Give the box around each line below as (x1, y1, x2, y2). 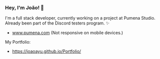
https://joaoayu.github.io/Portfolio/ (12, 48, 81, 54)
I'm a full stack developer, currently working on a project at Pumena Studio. (5, 15, 156, 21)
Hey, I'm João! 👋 (5, 4, 45, 11)
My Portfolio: (5, 39, 31, 45)
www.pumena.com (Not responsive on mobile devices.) (12, 30, 124, 35)
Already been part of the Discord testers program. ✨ (5, 20, 110, 26)
